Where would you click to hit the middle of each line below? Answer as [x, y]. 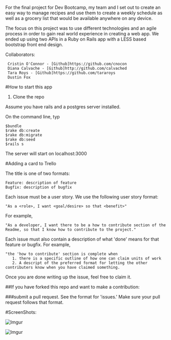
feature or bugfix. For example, [38, 245]
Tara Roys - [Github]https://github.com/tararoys [61, 73]
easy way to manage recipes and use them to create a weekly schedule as [84, 13]
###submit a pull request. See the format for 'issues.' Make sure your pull [83, 297]
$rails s [15, 144]
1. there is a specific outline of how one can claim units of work [87, 258]
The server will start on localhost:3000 [46, 154]
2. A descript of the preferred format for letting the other [80, 263]
